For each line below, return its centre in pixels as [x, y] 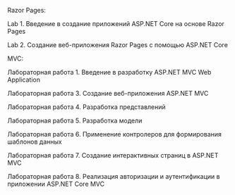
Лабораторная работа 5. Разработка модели [75, 120]
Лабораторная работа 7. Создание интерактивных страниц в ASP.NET [113, 155]
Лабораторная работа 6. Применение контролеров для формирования [115, 134]
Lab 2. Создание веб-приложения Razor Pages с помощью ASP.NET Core [117, 45]
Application [24, 80]
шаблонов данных [35, 141]
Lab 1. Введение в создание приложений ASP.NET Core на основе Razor [116, 24]
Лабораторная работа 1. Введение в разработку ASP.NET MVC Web [109, 72]
